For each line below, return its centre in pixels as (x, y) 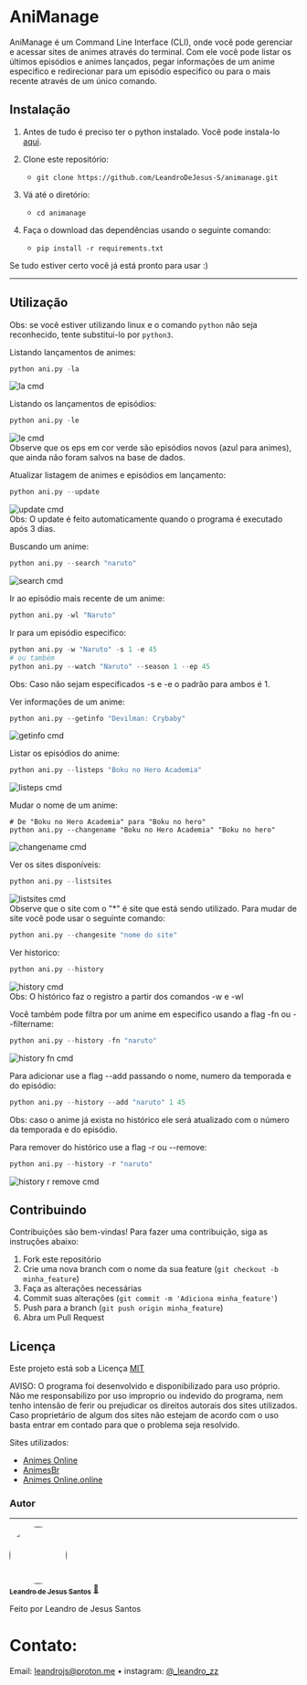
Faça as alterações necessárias (82, 1288)
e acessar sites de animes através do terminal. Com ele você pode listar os (151, 51)
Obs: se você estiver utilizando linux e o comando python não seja (133, 324)
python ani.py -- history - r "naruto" (81, 1164)
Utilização (39, 303)
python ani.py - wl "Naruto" (63, 615)
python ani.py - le (44, 421)
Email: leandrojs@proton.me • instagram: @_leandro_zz (114, 1671)
